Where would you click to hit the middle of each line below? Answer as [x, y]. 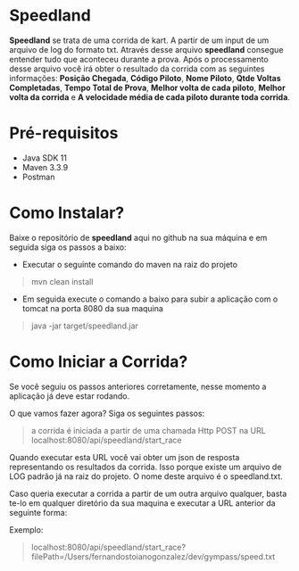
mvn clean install [62, 281]
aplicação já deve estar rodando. [70, 396]
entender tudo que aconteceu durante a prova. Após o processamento [139, 59]
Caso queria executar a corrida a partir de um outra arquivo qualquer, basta [148, 493]
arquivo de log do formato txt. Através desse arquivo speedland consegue [146, 49]
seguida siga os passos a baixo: [68, 247]
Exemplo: [26, 530]
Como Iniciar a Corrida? [99, 361]
